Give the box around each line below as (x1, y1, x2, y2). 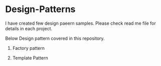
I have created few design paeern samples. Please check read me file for (5, 20, 156, 26)
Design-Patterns (5, 4, 76, 15)
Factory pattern (12, 45, 45, 51)
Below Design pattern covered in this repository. (5, 35, 105, 41)
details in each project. (5, 25, 53, 31)
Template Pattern (12, 54, 49, 61)
